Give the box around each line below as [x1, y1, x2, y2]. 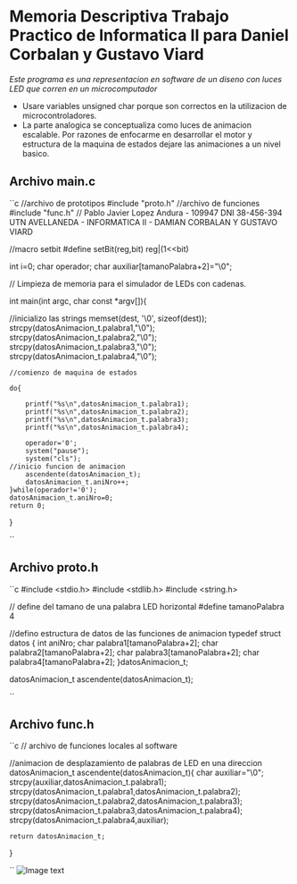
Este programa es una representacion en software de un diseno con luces [9, 73, 283, 84]
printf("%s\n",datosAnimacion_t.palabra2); [25, 407, 190, 417]
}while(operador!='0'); [9, 485, 98, 494]
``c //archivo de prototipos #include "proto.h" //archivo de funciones [9, 198, 260, 208]
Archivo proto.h [9, 560, 99, 576]
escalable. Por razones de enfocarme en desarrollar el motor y [21, 129, 252, 139]
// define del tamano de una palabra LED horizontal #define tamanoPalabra [9, 601, 285, 611]
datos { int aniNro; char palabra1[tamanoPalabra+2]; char [9, 637, 219, 648]
